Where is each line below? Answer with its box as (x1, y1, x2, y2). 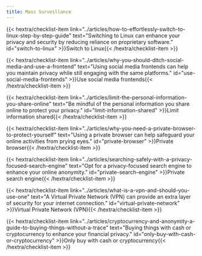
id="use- (172, 69, 195, 76)
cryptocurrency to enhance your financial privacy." (6, 230, 133, 237)
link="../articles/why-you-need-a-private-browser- (70, 124, 196, 132)
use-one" (6, 193, 30, 200)
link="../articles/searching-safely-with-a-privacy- (70, 155, 192, 163)
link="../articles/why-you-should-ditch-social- (70, 56, 185, 63)
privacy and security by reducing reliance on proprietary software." (6, 38, 174, 45)
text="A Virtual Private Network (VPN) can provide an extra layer (31, 193, 191, 200)
